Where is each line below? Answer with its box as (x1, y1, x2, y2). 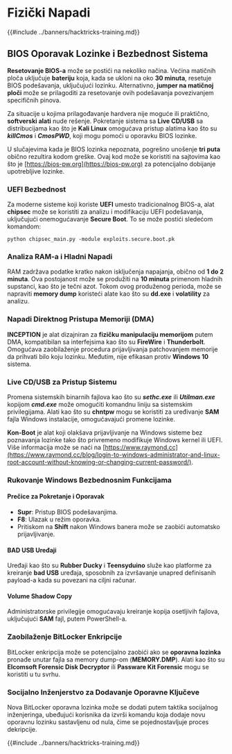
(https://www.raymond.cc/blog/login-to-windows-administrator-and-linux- (7, 450, 220, 459)
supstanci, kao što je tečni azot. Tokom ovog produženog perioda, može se (7, 283, 222, 291)
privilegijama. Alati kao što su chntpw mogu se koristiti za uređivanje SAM (7, 408, 220, 416)
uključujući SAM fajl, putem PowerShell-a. (7, 614, 127, 623)
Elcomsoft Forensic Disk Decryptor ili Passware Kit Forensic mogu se (7, 662, 209, 671)
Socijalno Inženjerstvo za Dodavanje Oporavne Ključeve (7, 687, 199, 697)
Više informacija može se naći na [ (7, 443, 105, 451)
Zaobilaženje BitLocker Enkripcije (7, 632, 123, 642)
